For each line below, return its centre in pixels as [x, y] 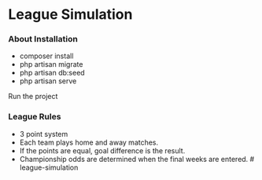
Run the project [33, 97]
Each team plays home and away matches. [89, 142]
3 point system [44, 134]
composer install [46, 56]
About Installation [43, 39]
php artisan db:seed [52, 73]
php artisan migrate [51, 64]
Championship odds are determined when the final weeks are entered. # [137, 159]
